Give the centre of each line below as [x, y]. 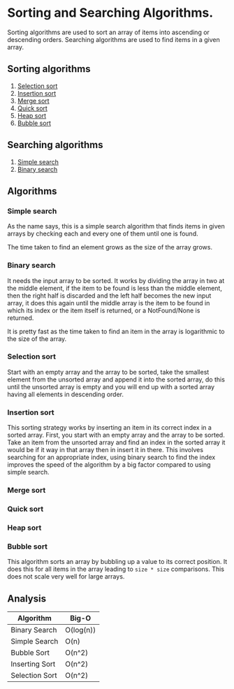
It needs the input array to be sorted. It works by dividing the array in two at [116, 280]
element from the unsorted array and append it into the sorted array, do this [116, 379]
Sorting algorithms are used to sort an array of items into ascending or [108, 32]
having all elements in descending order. [66, 394]
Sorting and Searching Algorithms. [110, 13]
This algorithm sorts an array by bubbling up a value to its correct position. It [117, 562]
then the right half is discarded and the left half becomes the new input [109, 296]
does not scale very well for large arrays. [66, 576]
